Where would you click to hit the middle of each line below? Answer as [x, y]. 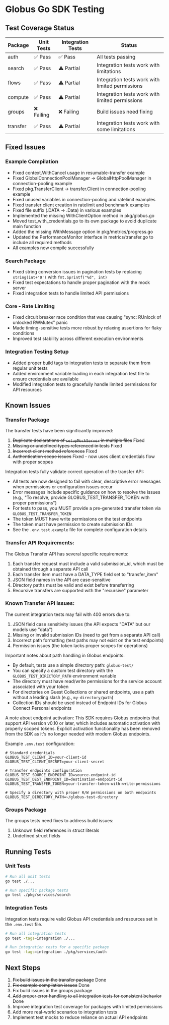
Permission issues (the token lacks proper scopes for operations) [80, 645]
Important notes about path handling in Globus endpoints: [65, 655]
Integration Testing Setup [37, 352]
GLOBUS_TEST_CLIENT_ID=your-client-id [46, 757]
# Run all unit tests [28, 876]
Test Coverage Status [40, 28]
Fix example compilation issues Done [51, 985]
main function [27, 226]
